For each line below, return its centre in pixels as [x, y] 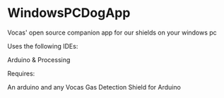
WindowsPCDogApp [69, 13]
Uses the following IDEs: [43, 46]
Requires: [21, 73]
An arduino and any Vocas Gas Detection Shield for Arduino [94, 87]
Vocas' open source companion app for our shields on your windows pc [112, 32]
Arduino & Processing [39, 60]
